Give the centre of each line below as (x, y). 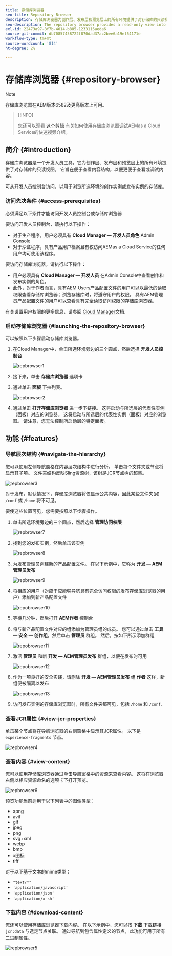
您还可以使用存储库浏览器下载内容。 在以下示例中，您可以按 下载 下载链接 (83, 925)
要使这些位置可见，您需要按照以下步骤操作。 (52, 511)
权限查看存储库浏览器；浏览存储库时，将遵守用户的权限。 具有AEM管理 (88, 294)
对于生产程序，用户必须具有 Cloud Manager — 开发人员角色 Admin (83, 235)
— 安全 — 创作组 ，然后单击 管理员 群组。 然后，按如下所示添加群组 (83, 635)
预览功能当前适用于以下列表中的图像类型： (50, 801)
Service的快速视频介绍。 (44, 132)
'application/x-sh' (34, 899)
